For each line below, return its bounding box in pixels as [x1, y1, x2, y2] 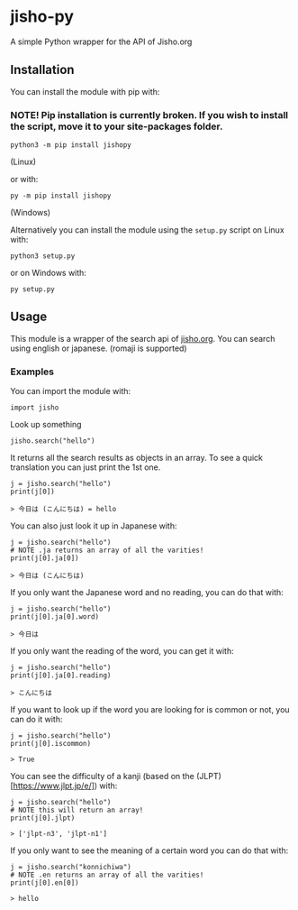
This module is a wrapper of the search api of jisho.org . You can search [10, 333, 275, 344]
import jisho [10, 403, 59, 412]
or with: [10, 174, 39, 185]
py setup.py [10, 285, 55, 294]
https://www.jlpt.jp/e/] [13, 780, 95, 791]
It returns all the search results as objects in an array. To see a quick [10, 453, 264, 464]
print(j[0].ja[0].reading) [10, 671, 112, 680]
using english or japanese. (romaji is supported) [10, 343, 187, 354]
